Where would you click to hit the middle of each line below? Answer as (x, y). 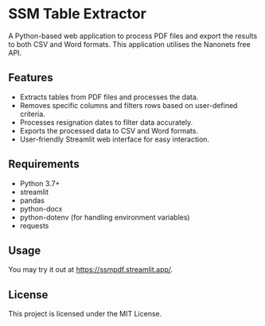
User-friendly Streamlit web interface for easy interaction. (114, 139)
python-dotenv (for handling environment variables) (105, 217)
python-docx (41, 208)
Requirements (44, 164)
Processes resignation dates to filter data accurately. (106, 122)
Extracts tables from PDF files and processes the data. (109, 97)
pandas (32, 200)
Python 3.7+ (40, 183)
